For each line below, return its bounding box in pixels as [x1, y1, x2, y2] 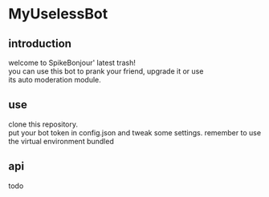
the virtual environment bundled [8, 136, 114, 146]
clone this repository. [8, 119, 79, 129]
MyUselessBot [8, 5, 108, 23]
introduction [8, 37, 72, 50]
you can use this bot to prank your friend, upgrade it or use [8, 66, 204, 76]
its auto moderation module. [8, 75, 102, 84]
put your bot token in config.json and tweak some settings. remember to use [8, 127, 262, 137]
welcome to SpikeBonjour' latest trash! [8, 58, 137, 67]
